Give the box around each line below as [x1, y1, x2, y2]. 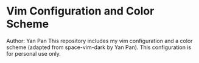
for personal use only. [6, 50, 61, 57]
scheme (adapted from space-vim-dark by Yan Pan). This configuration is [6, 44, 192, 51]
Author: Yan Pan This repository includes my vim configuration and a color [6, 37, 193, 44]
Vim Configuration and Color [6, 4, 155, 18]
